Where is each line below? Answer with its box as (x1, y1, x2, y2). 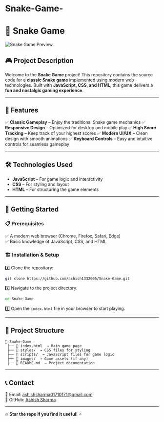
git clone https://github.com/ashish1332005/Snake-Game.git (5, 276, 130, 281)
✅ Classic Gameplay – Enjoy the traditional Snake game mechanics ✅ (5, 119, 145, 125)
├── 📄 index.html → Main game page (7, 344, 82, 349)
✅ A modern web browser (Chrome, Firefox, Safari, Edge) (5, 233, 121, 239)
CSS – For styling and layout (12, 181, 69, 187)
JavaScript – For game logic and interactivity (12, 176, 103, 182)
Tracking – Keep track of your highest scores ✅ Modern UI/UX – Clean (5, 130, 148, 136)
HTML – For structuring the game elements (12, 187, 99, 192)
